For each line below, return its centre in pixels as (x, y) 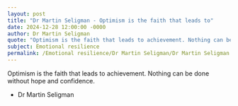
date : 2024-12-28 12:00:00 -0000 (57, 27)
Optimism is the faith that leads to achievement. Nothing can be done (108, 73)
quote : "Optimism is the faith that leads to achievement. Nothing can (115, 40)
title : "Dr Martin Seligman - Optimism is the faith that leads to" (110, 20)
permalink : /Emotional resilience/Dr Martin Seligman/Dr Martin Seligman (119, 54)
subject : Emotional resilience (53, 47)
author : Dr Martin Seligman (49, 34)
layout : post (27, 14)
